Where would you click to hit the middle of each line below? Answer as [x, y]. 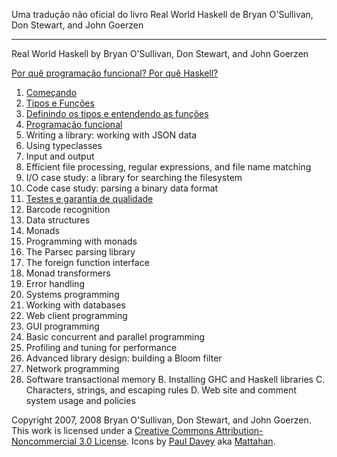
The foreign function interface [87, 262]
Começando [51, 92]
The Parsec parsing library [80, 252]
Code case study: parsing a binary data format [122, 188]
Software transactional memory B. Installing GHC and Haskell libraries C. [175, 379]
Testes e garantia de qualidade [89, 198]
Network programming [72, 368]
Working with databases [75, 305]
